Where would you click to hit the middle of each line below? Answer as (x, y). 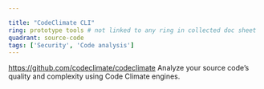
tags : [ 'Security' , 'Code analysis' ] (71, 45)
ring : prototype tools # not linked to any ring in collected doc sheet (132, 30)
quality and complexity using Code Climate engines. (94, 76)
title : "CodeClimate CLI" (51, 22)
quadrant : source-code (46, 38)
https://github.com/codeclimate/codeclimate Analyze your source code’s (129, 68)
